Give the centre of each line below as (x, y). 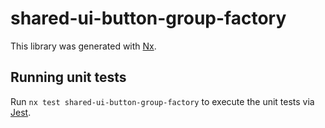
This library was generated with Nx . (83, 46)
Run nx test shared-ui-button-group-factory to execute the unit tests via (162, 101)
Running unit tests (68, 77)
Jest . (21, 112)
